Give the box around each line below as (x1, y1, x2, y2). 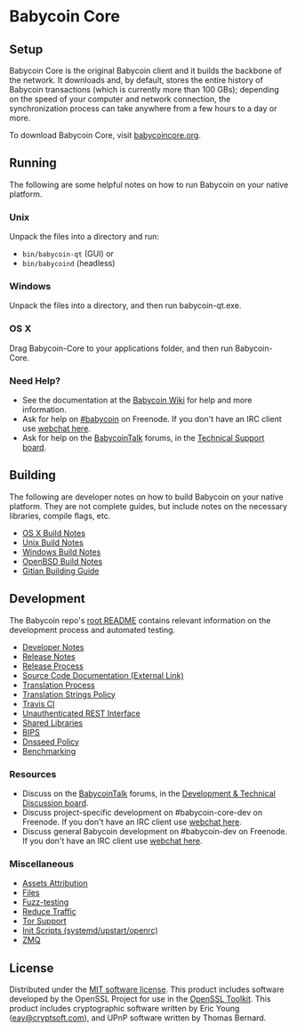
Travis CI (21, 698, 55, 709)
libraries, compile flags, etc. (9, 510, 111, 521)
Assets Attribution (21, 878, 88, 889)
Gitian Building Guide (21, 565, 100, 576)
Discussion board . (21, 797, 89, 808)
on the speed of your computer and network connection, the (9, 93, 231, 104)
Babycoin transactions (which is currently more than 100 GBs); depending (9, 85, 280, 94)
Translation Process (21, 679, 95, 690)
